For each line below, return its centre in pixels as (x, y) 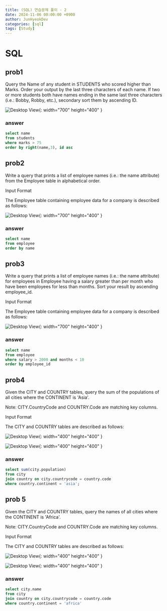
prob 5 (16, 499)
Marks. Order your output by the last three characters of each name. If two (82, 90)
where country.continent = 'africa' (44, 603)
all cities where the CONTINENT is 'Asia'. (47, 397)
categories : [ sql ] (24, 24)
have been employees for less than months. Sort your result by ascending (82, 287)
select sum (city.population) (36, 470)
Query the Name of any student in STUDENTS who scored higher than (78, 84)
